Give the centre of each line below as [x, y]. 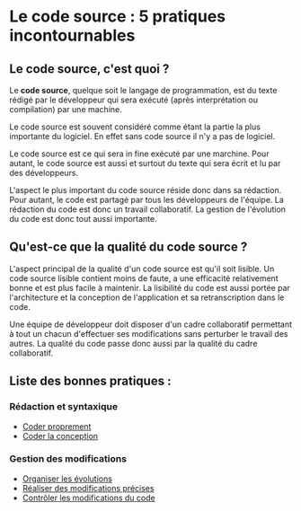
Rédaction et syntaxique [64, 407]
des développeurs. [44, 173]
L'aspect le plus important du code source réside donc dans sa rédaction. [146, 190]
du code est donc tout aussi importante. [83, 219]
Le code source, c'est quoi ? [89, 69]
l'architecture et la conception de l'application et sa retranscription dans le [147, 297]
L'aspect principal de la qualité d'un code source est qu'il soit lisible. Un [142, 269]
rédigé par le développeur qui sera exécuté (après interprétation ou [134, 100]
